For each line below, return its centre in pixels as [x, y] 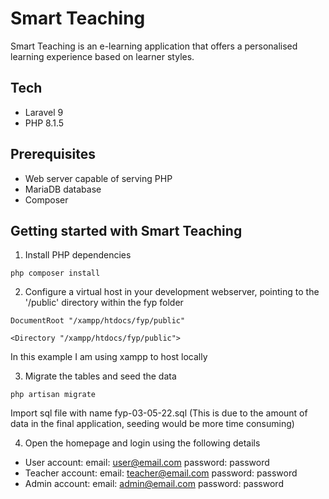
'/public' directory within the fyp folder [104, 303]
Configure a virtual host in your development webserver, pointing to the [172, 292]
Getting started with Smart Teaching [126, 230]
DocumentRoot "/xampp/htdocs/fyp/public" [98, 321]
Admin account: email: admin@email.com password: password [154, 484]
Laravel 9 [44, 112]
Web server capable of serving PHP [98, 178]
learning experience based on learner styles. [102, 56]
